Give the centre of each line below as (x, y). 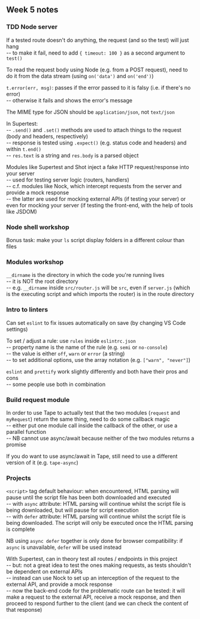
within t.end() (24, 149)
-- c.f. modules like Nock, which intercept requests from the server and (94, 186)
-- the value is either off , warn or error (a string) (66, 354)
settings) (17, 329)
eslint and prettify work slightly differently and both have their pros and (97, 372)
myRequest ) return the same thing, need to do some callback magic (88, 419)
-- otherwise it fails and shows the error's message (69, 100)
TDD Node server (32, 27)
